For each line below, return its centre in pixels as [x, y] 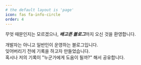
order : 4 [15, 19]
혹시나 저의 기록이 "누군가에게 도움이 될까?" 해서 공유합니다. [65, 57]
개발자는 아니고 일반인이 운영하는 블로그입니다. [52, 45]
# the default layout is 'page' [40, 10]
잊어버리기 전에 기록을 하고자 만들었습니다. [48, 51]
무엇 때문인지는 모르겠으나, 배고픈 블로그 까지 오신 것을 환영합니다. [71, 34]
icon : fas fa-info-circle [33, 15]
